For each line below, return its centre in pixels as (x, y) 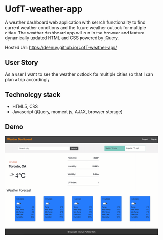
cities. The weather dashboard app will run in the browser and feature (75, 33)
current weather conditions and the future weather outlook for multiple (76, 27)
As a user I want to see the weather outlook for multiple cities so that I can (79, 74)
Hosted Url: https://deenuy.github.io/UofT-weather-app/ (61, 47)
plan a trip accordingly (27, 79)
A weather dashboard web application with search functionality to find (75, 22)
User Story (22, 62)
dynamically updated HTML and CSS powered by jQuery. (62, 38)
